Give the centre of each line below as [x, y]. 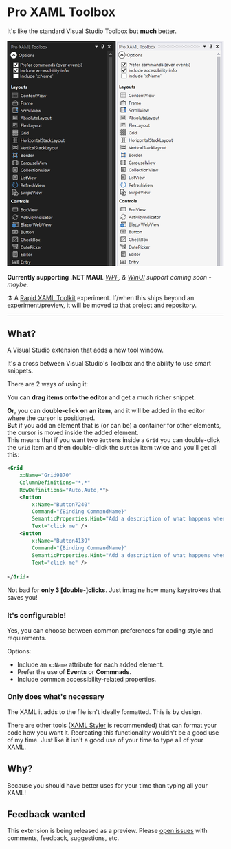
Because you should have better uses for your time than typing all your [108, 785]
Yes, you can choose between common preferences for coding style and [110, 630]
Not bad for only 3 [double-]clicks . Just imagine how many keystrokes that [114, 590]
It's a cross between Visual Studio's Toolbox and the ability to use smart [109, 364]
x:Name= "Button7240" [61, 504]
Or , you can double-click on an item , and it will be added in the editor [106, 411]
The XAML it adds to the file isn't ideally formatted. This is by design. [105, 712]
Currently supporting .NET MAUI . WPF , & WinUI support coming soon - [109, 277]
